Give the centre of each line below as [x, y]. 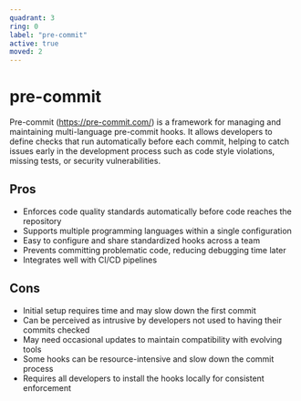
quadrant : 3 [32, 18]
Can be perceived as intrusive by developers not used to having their [152, 320]
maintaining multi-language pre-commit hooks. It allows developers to [141, 132]
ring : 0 [24, 26]
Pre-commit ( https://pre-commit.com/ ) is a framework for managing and [145, 122]
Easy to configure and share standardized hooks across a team [141, 240]
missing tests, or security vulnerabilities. [85, 161]
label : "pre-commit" [49, 35]
